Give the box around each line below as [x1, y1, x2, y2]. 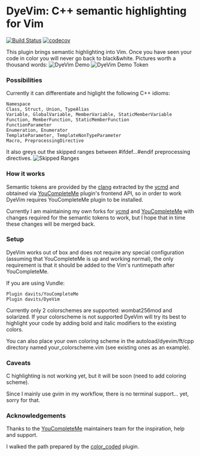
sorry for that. [6, 397, 41, 404]
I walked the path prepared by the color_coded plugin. [6, 443, 139, 450]
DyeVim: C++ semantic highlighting [6, 4, 187, 18]
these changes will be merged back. [6, 220, 96, 227]
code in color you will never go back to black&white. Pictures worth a [6, 54, 176, 62]
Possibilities [6, 76, 43, 84]
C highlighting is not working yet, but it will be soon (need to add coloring [6, 372, 186, 379]
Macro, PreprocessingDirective [6, 138, 84, 144]
